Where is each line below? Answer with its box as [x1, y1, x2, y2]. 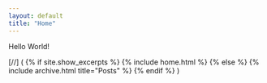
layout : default [8, 11, 63, 20]
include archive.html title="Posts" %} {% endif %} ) [8, 65, 180, 75]
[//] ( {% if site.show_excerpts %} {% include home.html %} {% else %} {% [8, 57, 260, 67]
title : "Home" [8, 19, 57, 27]
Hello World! [8, 41, 50, 51]
